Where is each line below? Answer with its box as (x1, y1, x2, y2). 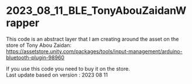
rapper (6, 16, 40, 30)
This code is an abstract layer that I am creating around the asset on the (6, 35, 179, 42)
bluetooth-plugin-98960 (6, 54, 65, 61)
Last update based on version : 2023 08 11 (6, 71, 108, 78)
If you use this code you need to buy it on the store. (6, 65, 130, 72)
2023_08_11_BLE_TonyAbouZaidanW (6, 4, 187, 17)
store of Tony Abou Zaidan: (6, 42, 72, 49)
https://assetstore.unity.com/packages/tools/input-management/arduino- (6, 48, 183, 54)
